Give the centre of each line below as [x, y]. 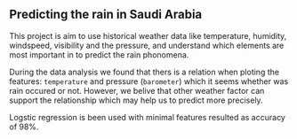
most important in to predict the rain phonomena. [99, 54]
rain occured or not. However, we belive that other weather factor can [137, 90]
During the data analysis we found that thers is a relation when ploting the [144, 72]
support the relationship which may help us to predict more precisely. [136, 100]
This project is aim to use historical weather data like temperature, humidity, [148, 35]
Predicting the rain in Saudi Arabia [106, 15]
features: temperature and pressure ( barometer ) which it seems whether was [149, 81]
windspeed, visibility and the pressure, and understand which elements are [147, 45]
